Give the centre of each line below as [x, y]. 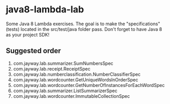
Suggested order [33, 51]
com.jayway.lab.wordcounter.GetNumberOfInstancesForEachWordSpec [89, 85]
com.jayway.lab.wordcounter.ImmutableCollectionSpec [71, 96]
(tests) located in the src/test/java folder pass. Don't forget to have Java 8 [84, 29]
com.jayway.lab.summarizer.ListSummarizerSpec [65, 91]
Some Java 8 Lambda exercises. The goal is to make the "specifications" [83, 24]
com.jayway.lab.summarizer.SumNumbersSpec [63, 63]
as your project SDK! [28, 34]
